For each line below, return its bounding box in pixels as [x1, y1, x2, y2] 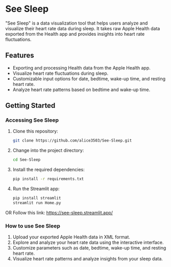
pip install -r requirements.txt [12, 176, 84, 182]
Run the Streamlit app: [12, 186, 60, 192]
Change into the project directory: [12, 147, 84, 153]
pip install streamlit [12, 195, 61, 201]
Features [5, 51, 34, 60]
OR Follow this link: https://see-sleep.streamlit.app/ [5, 209, 113, 215]
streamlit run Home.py [12, 200, 61, 205]
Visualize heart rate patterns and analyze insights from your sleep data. [12, 256, 163, 262]
